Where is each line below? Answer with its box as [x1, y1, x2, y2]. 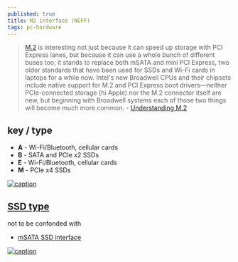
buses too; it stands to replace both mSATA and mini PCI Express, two [24, 58, 229, 67]
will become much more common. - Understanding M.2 [24, 104, 188, 112]
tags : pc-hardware [7, 23, 62, 31]
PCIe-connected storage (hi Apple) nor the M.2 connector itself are [24, 88, 222, 97]
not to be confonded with [7, 219, 82, 228]
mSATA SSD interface [17, 233, 82, 241]
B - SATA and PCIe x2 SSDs [17, 151, 99, 159]
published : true [7, 10, 55, 18]
